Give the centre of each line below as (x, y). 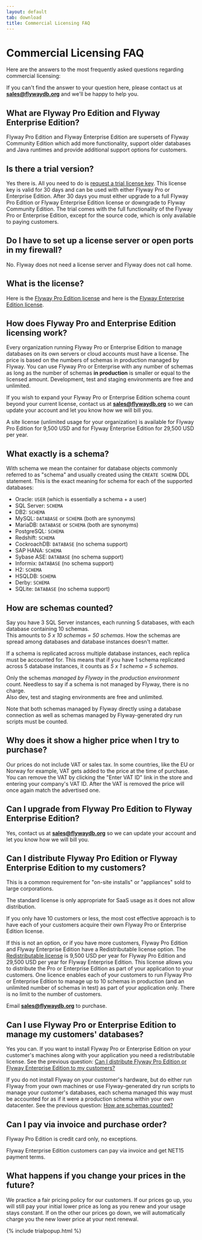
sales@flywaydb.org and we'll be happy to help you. (72, 94)
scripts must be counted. (37, 722)
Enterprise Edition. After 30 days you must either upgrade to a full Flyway (97, 196)
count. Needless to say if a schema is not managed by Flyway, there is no (98, 684)
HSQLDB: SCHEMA (35, 576)
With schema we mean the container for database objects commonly (92, 469)
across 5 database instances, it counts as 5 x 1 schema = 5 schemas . (92, 666)
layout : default (27, 12)
